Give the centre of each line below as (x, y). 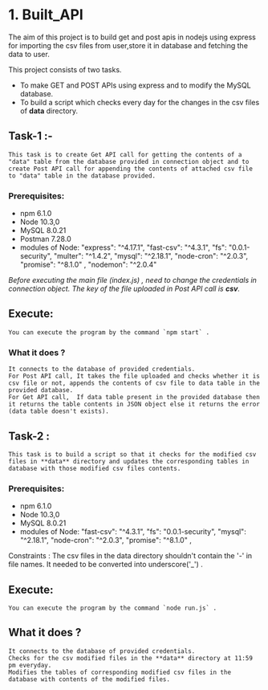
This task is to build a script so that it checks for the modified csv (132, 454)
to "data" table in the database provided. (82, 176)
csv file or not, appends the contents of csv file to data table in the (134, 383)
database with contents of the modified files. (89, 679)
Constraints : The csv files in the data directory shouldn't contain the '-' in (130, 556)
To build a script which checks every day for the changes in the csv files (140, 102)
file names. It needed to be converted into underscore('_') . (106, 565)
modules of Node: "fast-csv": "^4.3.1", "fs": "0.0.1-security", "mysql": (133, 532)
